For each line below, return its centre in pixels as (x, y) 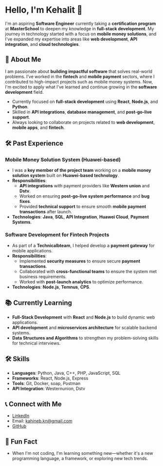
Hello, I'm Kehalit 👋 (44, 10)
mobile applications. (32, 250)
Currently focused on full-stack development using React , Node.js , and (85, 101)
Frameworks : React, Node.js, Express (50, 378)
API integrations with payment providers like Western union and (84, 186)
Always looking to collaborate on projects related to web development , (83, 122)
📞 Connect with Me (33, 404)
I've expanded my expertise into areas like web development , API (71, 39)
